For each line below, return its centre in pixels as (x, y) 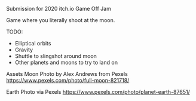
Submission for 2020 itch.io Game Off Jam (59, 9)
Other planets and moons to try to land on (66, 62)
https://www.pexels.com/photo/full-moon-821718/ (68, 80)
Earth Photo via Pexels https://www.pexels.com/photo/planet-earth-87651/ (98, 92)
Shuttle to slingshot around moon (56, 56)
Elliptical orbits (33, 43)
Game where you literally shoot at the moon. (61, 20)
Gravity (24, 50)
